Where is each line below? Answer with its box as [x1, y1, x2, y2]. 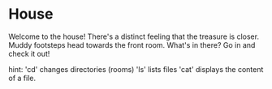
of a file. [8, 73, 37, 83]
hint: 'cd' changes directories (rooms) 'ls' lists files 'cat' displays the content [8, 64, 264, 74]
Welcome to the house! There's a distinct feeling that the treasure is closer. [8, 32, 260, 41]
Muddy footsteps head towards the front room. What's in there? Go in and [8, 40, 256, 49]
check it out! [8, 49, 50, 58]
